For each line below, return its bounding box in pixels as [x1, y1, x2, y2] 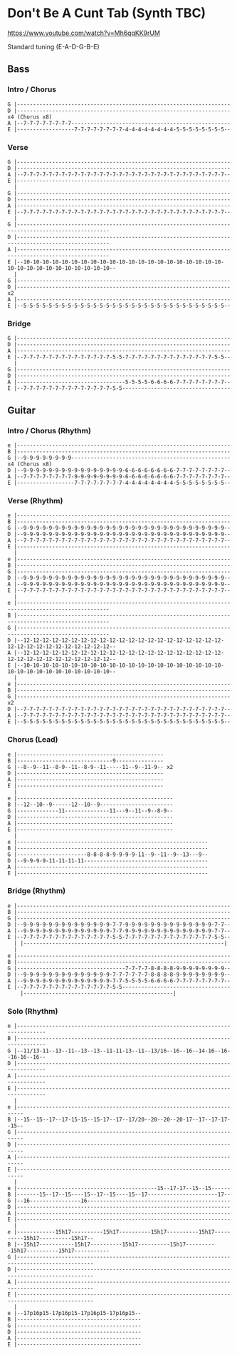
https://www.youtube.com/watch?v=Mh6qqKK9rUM [7, 29, 160, 37]
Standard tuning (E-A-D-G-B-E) [7, 42, 100, 51]
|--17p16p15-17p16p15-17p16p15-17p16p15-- [14, 1310, 142, 1317]
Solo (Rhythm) [7, 1006, 58, 1016]
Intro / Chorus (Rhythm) [7, 425, 91, 435]
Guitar [7, 404, 36, 416]
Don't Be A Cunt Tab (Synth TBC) [7, 5, 206, 21]
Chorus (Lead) [7, 735, 58, 745]
